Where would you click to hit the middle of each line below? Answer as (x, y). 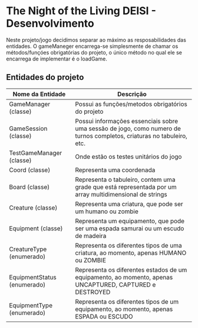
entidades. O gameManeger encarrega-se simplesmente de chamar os (92, 46)
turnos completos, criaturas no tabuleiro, (131, 136)
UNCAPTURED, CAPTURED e (115, 284)
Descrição (132, 94)
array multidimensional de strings (121, 194)
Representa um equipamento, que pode (130, 221)
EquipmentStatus (33, 277)
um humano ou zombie (107, 211)
